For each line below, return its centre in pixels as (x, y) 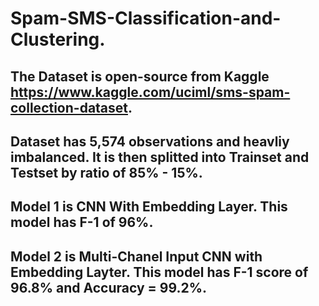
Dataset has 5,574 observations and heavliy (150, 141)
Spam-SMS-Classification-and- (146, 18)
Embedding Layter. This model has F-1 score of (159, 272)
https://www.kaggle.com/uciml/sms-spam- (150, 92)
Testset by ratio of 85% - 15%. (106, 172)
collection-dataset (69, 107)
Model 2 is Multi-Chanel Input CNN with (136, 256)
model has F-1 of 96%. (82, 222)
